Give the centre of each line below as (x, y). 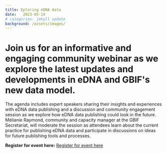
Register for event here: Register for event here (54, 146)
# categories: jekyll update (35, 19)
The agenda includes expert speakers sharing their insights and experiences (84, 104)
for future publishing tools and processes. (48, 136)
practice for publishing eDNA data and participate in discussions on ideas (81, 131)
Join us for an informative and (68, 48)
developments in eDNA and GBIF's (78, 80)
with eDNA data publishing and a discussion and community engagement (80, 109)
